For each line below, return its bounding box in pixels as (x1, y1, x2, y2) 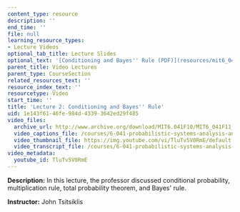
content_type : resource (7, 10, 79, 18)
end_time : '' (7, 24, 46, 31)
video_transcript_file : (14, 143, 84, 151)
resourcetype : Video (7, 90, 69, 97)
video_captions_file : (14, 130, 79, 137)
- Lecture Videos (7, 44, 59, 51)
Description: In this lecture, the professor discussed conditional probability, (7, 176, 231, 184)
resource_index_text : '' (7, 84, 81, 91)
